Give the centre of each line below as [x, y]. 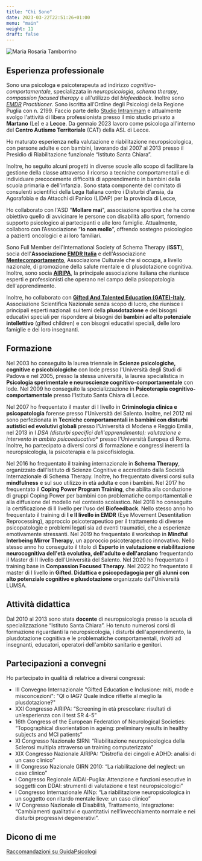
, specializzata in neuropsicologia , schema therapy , [115, 91]
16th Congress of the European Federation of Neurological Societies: [100, 722]
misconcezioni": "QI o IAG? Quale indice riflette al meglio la [88, 696]
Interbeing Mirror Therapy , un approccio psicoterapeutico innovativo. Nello [100, 540]
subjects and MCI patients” [49, 735]
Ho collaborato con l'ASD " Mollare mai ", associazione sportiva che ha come [101, 210]
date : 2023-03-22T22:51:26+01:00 [48, 18]
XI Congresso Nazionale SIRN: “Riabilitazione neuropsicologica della [100, 741]
